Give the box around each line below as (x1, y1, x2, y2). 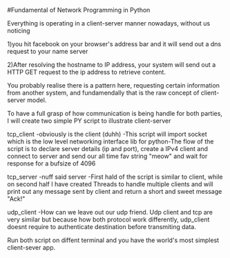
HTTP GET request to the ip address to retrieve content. (7, 68, 166, 76)
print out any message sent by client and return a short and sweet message (7, 188, 222, 195)
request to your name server (7, 48, 88, 55)
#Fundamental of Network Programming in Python (7, 6, 151, 14)
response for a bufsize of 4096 (7, 159, 96, 168)
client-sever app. (7, 244, 56, 251)
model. (27, 96, 47, 104)
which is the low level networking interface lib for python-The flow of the (7, 137, 214, 146)
